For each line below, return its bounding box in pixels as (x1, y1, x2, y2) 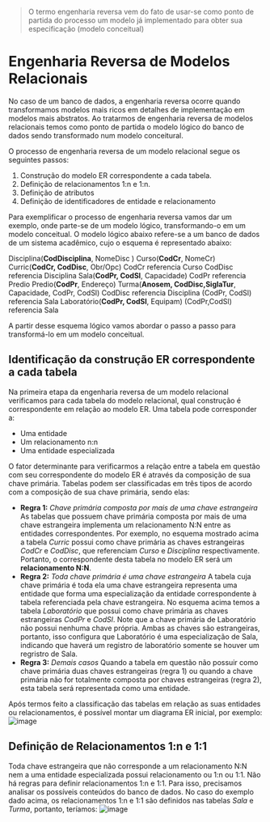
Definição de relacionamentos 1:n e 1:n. (19, 179, 151, 189)
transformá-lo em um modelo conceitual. (8, 329, 145, 339)
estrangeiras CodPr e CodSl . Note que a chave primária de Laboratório (19, 614, 256, 624)
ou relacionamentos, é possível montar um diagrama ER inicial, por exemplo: (8, 707, 263, 717)
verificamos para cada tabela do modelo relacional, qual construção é (8, 396, 242, 405)
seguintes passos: (8, 155, 70, 164)
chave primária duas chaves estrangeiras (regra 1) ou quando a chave (19, 666, 253, 676)
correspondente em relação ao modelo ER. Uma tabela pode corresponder (8, 404, 257, 413)
